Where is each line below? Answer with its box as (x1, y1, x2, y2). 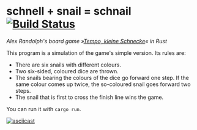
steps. (15, 87, 31, 94)
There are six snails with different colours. (15, 61, 121, 68)
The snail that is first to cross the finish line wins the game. (15, 93, 164, 101)
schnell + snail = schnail (6, 4, 132, 18)
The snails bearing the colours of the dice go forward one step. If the (15, 74, 190, 81)
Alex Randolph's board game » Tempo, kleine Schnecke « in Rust (6, 37, 167, 45)
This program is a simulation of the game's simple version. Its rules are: (6, 49, 187, 56)
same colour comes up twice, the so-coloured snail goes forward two (15, 81, 191, 88)
